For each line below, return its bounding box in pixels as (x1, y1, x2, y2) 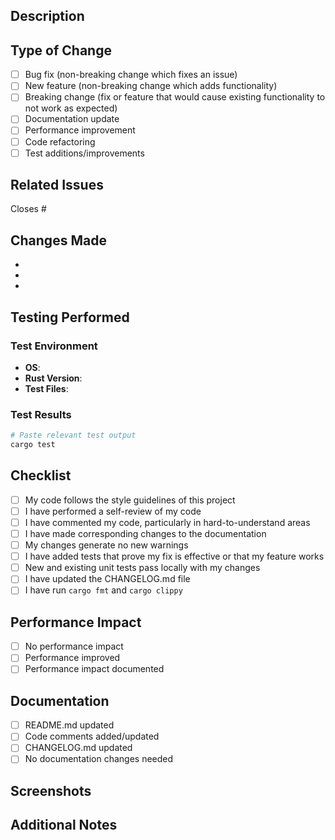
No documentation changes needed (24, 753, 174, 765)
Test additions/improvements (24, 147, 145, 159)
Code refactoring (24, 135, 96, 148)
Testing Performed (10, 309, 130, 326)
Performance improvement (24, 124, 136, 136)
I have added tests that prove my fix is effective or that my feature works (24, 550, 325, 563)
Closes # (10, 203, 47, 215)
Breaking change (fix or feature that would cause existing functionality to (24, 91, 326, 103)
